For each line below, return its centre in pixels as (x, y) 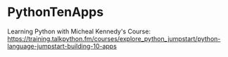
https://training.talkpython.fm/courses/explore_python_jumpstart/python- (114, 38)
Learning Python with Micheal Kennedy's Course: (79, 31)
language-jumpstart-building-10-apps (62, 46)
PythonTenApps (56, 12)
